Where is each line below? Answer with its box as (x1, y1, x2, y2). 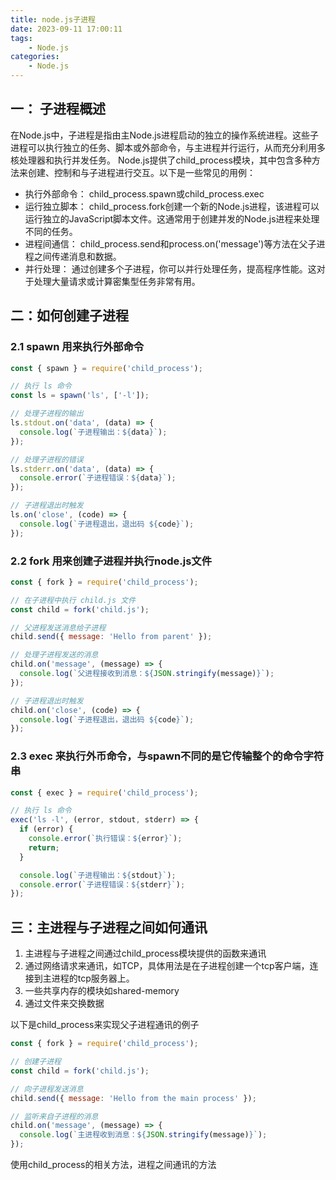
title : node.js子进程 (10, 14, 96, 25)
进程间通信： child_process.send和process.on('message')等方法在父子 (24, 237, 317, 250)
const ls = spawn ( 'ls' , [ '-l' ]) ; (10, 391, 150, 401)
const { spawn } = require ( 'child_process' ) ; (10, 363, 203, 373)
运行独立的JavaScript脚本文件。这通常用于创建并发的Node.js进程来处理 (24, 212, 320, 225)
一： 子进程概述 (10, 101, 106, 118)
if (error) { (19, 824, 74, 835)
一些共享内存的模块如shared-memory (24, 985, 180, 997)
